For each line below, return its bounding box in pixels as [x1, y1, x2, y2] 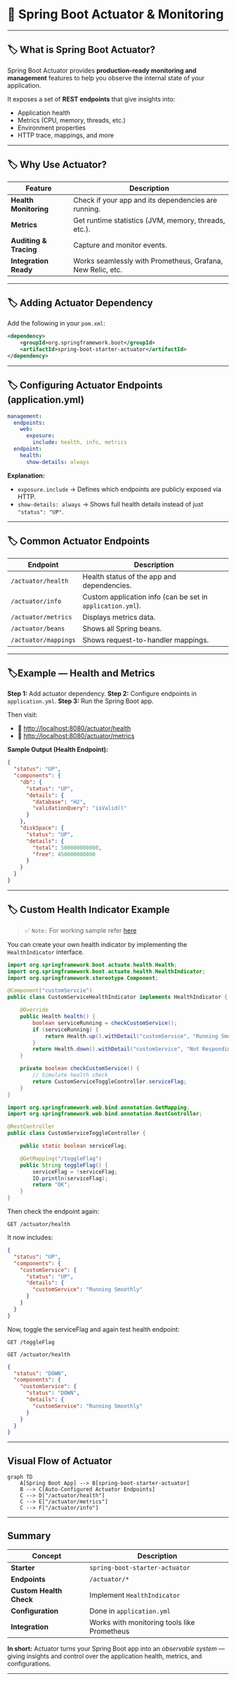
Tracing [11, 244, 37, 254]
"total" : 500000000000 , [32, 844, 102, 851]
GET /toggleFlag [7, 1339, 55, 1346]
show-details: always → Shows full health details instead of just [17, 500, 204, 508]
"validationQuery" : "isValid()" [32, 805, 128, 812]
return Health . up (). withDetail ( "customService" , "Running [44, 1032, 218, 1040]
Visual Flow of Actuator [7, 1455, 112, 1467]
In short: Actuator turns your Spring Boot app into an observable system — [7, 1644, 225, 1653]
